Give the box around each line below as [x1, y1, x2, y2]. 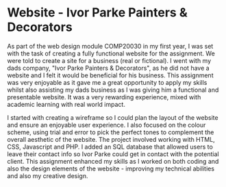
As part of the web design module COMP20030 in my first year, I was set [7, 42, 214, 50]
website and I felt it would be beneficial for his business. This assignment [7, 71, 214, 79]
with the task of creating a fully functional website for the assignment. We [7, 49, 216, 58]
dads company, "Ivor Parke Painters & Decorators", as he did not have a [7, 64, 210, 72]
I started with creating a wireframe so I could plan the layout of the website [7, 113, 218, 121]
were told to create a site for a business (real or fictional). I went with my [7, 56, 212, 64]
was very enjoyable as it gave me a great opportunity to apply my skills [7, 78, 208, 86]
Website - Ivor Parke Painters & [7, 5, 188, 21]
